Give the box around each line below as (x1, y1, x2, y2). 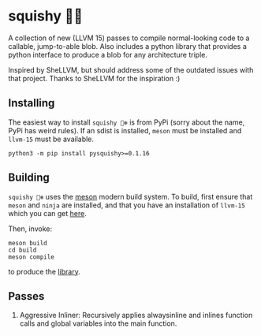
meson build (8, 239, 47, 247)
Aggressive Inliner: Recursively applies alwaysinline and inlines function (19, 311, 253, 320)
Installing (8, 96, 55, 110)
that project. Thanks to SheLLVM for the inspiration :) (8, 73, 181, 83)
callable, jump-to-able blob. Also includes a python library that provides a (8, 41, 247, 50)
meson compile (8, 252, 55, 261)
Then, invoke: (8, 224, 53, 233)
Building (8, 171, 50, 185)
